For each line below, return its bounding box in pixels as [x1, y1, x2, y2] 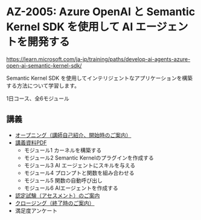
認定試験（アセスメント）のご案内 [14, 192, 100, 199]
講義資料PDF [14, 139, 47, 146]
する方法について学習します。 [6, 82, 80, 89]
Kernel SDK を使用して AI [6, 20, 133, 34]
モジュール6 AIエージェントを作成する [24, 184, 119, 192]
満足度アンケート [14, 207, 58, 214]
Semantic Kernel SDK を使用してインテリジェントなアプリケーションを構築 [6, 74, 193, 82]
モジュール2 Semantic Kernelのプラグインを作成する [24, 154, 154, 161]
